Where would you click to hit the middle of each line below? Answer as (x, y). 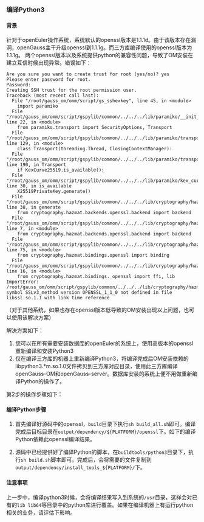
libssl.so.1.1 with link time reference (58, 298)
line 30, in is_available (39, 186)
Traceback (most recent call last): (53, 96)
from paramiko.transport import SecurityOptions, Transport (95, 128)
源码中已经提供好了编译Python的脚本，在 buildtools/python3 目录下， (102, 452)
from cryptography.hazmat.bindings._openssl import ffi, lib (96, 277)
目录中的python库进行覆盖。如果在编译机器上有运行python (120, 505)
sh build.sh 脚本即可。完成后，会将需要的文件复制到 (86, 460)
